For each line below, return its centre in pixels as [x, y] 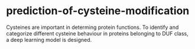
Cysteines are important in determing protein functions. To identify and [92, 27]
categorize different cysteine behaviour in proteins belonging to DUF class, [97, 33]
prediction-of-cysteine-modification [98, 11]
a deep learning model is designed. [49, 40]
